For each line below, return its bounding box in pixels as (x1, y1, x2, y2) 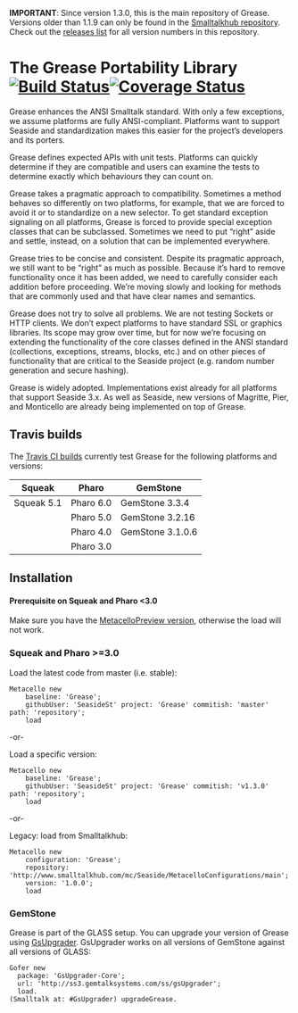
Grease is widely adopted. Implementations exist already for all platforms (9, 382, 277, 393)
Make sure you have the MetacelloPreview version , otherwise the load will (9, 615, 282, 626)
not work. (9, 625, 45, 635)
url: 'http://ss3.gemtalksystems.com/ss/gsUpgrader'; (17, 979, 221, 988)
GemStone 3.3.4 (120, 496, 190, 509)
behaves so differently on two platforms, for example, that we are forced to (9, 197, 285, 208)
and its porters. (9, 134, 65, 145)
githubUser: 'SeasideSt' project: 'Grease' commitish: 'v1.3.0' (25, 781, 269, 791)
